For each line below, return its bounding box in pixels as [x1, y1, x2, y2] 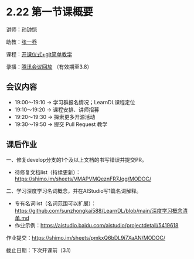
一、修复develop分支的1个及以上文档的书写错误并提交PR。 [6, 156, 148, 163]
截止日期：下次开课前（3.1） [6, 247, 74, 254]
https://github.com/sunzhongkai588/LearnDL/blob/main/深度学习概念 [14, 207, 183, 214]
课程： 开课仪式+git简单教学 [6, 50, 72, 57]
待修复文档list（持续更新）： [14, 168, 81, 176]
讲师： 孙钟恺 [6, 26, 37, 33]
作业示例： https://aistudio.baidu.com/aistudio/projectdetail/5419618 [14, 221, 179, 229]
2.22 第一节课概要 [6, 5, 93, 19]
